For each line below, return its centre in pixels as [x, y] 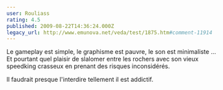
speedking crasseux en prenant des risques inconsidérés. [88, 66]
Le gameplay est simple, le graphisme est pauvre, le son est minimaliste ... [111, 52]
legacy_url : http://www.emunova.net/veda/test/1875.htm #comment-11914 [109, 32]
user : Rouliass [28, 13]
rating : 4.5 [23, 20]
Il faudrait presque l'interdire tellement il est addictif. [80, 80]
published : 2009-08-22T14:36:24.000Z [60, 26]
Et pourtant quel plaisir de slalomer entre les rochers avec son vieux [103, 59]
